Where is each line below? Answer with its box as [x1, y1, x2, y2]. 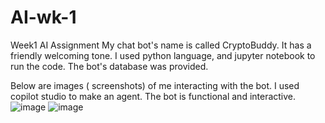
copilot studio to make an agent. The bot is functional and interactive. [10, 90, 297, 102]
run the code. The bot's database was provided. [10, 60, 209, 72]
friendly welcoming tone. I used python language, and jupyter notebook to [10, 49, 316, 61]
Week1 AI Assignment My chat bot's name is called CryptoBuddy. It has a [10, 39, 312, 51]
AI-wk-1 [10, 6, 77, 29]
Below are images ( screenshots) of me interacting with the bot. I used [10, 79, 300, 91]
